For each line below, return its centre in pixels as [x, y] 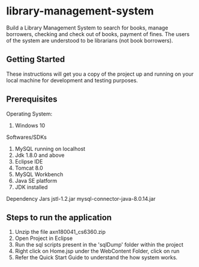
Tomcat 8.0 [29, 168]
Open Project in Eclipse [44, 238]
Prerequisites [32, 100]
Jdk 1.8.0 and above [40, 155]
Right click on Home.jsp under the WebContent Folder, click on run [97, 251]
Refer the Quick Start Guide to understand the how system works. [96, 257]
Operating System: [29, 114]
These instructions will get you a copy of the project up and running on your [100, 74]
